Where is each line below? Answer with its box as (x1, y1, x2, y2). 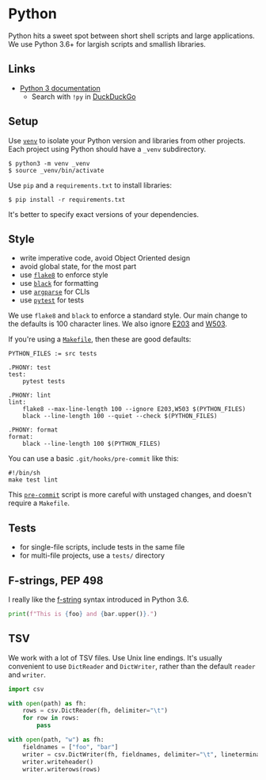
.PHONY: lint (8, 391, 51, 400)
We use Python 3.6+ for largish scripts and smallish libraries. (8, 39, 206, 48)
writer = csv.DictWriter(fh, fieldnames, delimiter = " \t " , (22, 750, 218, 759)
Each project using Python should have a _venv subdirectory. (8, 144, 207, 154)
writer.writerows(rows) (22, 765, 101, 773)
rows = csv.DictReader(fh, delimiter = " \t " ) (22, 706, 169, 715)
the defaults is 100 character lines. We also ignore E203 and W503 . (8, 319, 228, 329)
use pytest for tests (19, 295, 85, 305)
